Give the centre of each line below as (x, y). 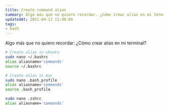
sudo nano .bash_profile (31, 80)
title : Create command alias (36, 10)
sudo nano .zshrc (23, 99)
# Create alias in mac (29, 75)
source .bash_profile (28, 90)
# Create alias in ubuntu (32, 52)
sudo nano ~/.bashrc (27, 57)
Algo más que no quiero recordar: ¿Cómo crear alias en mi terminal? (76, 43)
